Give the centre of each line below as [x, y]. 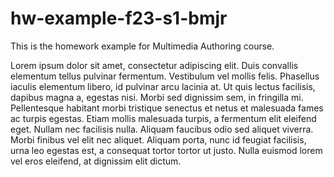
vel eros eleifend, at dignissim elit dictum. [96, 161]
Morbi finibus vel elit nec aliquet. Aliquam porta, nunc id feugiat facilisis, [158, 139]
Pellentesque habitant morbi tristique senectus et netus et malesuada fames [167, 108]
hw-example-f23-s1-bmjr [119, 18]
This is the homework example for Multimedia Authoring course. [142, 46]
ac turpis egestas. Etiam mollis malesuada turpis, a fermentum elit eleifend [163, 118]
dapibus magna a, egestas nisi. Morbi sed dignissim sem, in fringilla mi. [157, 97]
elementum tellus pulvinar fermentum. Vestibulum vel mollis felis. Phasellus [165, 76]
